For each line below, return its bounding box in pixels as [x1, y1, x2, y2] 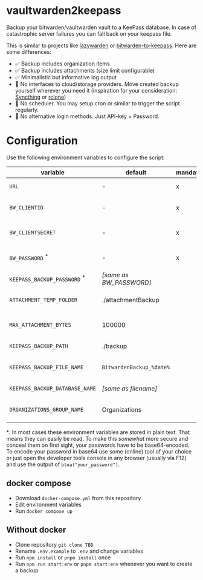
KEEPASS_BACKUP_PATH [9, 343, 68, 349]
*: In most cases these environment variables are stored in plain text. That [6, 428, 190, 436]
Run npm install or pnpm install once [14, 553, 111, 561]
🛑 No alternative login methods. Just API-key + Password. [14, 113, 159, 120]
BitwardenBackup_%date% [101, 364, 170, 371]
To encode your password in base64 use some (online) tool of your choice [6, 447, 192, 455]
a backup [14, 567, 39, 574]
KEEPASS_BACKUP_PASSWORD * [9, 274, 86, 283]
